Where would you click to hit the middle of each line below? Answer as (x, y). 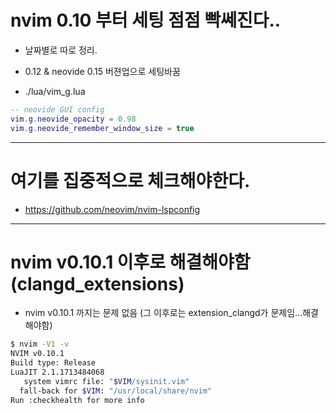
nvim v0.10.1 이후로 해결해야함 (130, 262)
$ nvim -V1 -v (40, 344)
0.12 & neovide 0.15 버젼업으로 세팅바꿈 (102, 71)
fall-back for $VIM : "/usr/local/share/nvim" (116, 391)
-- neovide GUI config (57, 109)
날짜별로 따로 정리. (61, 50)
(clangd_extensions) (97, 283)
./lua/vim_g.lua (55, 91)
